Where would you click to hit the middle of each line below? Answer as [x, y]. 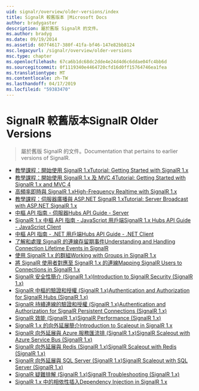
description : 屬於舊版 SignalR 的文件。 [53, 28]
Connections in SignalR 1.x [48, 269]
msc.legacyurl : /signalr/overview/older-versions [69, 51]
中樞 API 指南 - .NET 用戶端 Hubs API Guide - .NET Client [84, 234]
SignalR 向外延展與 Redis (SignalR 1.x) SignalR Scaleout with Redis [96, 346]
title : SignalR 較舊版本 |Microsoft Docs [57, 17]
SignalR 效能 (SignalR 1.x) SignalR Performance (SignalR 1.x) [88, 318]
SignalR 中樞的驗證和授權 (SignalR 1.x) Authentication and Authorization [102, 290]
